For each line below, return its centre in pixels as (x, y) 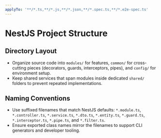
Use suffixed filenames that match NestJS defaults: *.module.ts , (77, 110)
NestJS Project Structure (56, 33)
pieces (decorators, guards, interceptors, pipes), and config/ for (92, 68)
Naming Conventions (38, 99)
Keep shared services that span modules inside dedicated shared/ (78, 78)
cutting (19, 68)
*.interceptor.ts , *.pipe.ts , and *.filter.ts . (59, 120)
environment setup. (32, 73)
